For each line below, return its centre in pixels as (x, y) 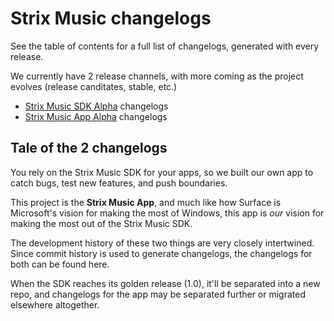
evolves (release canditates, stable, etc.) (94, 86)
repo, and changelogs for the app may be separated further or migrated (158, 294)
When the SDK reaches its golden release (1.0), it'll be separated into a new (165, 283)
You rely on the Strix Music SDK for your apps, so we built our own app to (162, 172)
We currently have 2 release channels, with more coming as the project (157, 76)
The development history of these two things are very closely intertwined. (162, 243)
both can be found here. (60, 264)
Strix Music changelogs (111, 18)
